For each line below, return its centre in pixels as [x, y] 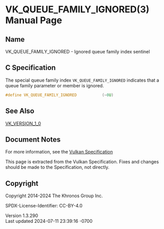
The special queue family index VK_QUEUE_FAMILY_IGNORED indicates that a [82, 80]
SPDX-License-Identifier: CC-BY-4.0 [44, 206]
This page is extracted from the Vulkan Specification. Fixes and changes [82, 162]
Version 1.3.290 [22, 216]
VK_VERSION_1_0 [23, 123]
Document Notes [33, 139]
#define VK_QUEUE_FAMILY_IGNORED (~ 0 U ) [60, 95]
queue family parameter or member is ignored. [55, 85]
